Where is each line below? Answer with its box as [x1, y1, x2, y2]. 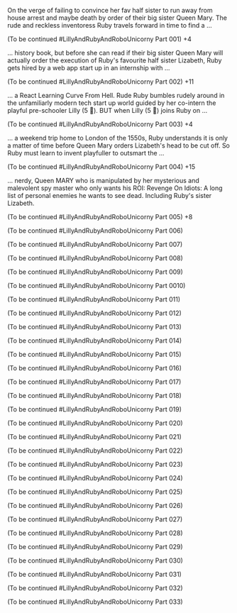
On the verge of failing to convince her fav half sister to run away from [7, 6, 213, 14]
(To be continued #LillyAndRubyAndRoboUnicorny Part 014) [7, 336, 182, 345]
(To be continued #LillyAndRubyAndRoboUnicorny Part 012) [7, 309, 182, 317]
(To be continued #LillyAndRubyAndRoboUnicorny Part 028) [7, 529, 183, 537]
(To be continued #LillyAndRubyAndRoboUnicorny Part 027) [7, 515, 183, 524]
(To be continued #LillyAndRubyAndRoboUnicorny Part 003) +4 [7, 120, 193, 128]
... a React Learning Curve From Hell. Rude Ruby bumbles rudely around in [7, 92, 225, 99]
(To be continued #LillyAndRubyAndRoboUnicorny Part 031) [7, 570, 182, 578]
